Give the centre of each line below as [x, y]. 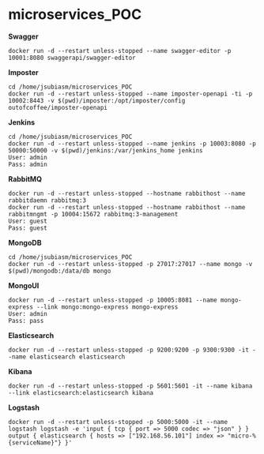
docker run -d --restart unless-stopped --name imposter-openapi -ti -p [130, 94]
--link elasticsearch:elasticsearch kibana [81, 392]
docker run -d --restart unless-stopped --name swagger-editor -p [120, 51]
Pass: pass [26, 321]
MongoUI [24, 285]
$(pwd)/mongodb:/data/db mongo [60, 271]
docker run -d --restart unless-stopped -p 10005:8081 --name [113, 300]
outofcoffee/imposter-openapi [58, 107]
